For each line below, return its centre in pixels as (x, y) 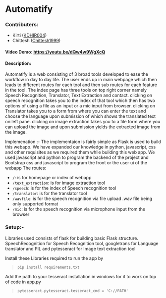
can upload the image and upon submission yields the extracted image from (83, 127)
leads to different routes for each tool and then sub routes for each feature (81, 85)
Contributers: (22, 25)
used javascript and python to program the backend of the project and (77, 157)
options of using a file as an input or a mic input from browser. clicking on (80, 106)
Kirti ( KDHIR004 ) (29, 35)
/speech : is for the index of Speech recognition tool (64, 188)
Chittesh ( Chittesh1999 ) (36, 41)
